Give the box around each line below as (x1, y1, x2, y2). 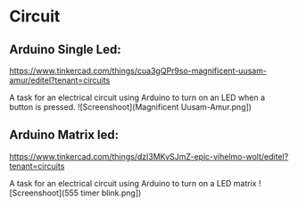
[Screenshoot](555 (9, 187, 79, 198)
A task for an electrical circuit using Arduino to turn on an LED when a (9, 92, 266, 103)
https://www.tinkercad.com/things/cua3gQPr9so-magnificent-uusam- (9, 65, 268, 76)
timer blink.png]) (79, 187, 142, 198)
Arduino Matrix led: (9, 128, 120, 143)
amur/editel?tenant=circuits (9, 75, 111, 86)
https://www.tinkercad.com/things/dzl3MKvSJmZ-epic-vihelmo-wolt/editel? (9, 151, 289, 161)
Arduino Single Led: (9, 42, 122, 57)
